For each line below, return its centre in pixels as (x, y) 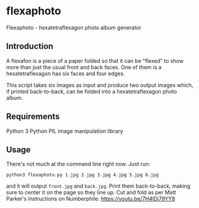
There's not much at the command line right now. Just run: (78, 164)
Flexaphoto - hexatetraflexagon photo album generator (74, 27)
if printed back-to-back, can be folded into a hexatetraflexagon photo (92, 91)
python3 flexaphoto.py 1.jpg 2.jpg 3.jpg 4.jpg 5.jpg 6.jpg (83, 175)
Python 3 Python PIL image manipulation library (65, 131)
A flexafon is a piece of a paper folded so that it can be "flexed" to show (95, 60)
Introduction (30, 46)
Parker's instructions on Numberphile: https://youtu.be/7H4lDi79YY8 (91, 199)
